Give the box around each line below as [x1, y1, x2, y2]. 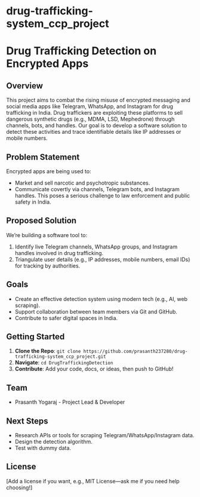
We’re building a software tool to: [6, 231, 88, 238]
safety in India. [14, 198, 52, 205]
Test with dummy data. [14, 444, 72, 452]
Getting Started [6, 332, 65, 342]
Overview [6, 81, 44, 91]
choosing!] [6, 484, 33, 491]
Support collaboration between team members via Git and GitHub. [14, 308, 178, 315]
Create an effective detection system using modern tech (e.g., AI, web [14, 295, 188, 302]
